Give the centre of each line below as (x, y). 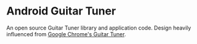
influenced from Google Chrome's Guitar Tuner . (66, 34)
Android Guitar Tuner (61, 11)
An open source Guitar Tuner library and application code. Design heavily (99, 28)
